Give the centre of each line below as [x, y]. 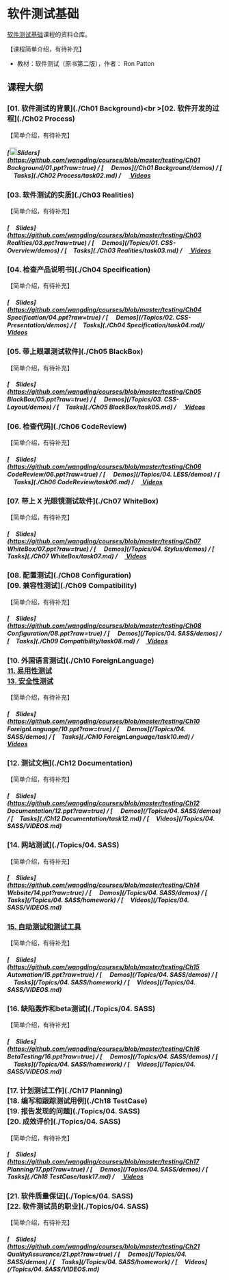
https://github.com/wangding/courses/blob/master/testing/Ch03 [105, 235]
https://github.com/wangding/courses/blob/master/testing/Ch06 [105, 466]
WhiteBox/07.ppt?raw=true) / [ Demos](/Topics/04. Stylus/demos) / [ [111, 549]
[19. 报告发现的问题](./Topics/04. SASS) [73, 1111]
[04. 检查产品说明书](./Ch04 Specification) [79, 270]
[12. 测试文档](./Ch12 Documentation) [70, 763]
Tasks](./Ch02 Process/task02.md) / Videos [82, 176]
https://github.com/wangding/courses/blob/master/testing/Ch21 [105, 1246]
